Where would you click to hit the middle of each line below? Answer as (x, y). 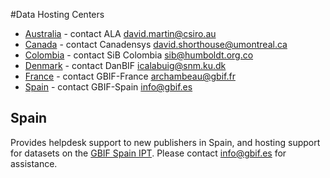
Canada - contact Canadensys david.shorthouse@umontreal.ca (156, 44)
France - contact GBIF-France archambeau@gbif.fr (130, 76)
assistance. (34, 163)
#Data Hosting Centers (57, 14)
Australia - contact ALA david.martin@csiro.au (120, 33)
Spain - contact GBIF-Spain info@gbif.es (108, 87)
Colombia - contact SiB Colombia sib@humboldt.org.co (139, 55)
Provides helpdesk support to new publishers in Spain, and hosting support (165, 142)
